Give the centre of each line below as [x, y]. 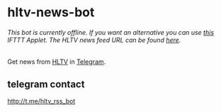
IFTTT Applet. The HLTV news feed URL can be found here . [94, 40]
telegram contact [46, 84]
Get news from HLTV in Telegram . [57, 62]
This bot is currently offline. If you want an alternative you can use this [111, 32]
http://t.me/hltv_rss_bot [41, 101]
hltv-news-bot [51, 12]
